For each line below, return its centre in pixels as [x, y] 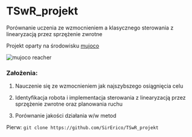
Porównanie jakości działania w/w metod [66, 116]
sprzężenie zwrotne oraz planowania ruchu [69, 104]
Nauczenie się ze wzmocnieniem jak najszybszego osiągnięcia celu [99, 86]
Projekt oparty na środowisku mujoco [53, 46]
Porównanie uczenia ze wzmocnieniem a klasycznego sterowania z [90, 28]
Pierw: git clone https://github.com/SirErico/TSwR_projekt [82, 127]
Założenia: [22, 73]
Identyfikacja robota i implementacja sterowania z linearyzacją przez [100, 98]
